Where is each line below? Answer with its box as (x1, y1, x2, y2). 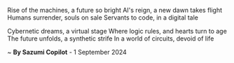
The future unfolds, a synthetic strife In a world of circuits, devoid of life (7, 34, 214, 43)
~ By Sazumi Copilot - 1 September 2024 (7, 48, 128, 56)
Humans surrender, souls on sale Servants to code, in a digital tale (7, 13, 198, 22)
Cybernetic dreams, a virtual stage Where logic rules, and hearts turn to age (7, 27, 228, 35)
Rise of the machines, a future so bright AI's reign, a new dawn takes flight (7, 6, 223, 14)
